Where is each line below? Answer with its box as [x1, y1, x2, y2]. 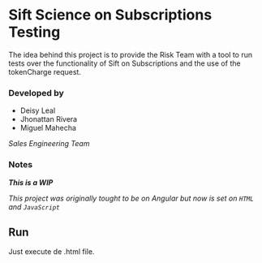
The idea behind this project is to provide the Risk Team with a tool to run [8, 50, 253, 59]
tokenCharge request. [8, 67, 81, 76]
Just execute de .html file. [8, 247, 95, 257]
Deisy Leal [19, 106, 56, 115]
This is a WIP [8, 177, 54, 188]
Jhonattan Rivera [19, 114, 78, 124]
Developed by [8, 87, 65, 98]
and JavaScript [8, 201, 60, 212]
